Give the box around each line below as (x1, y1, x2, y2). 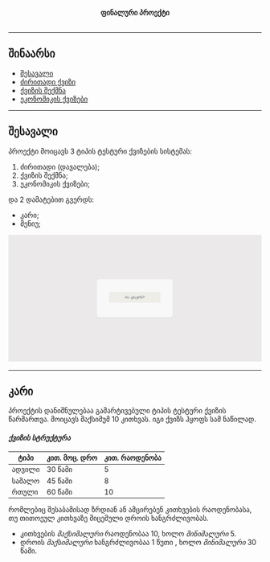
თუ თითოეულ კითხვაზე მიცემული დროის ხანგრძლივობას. (8, 514, 209, 523)
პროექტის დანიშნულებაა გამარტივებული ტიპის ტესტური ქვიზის (8, 406, 227, 416)
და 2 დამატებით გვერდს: (8, 195, 95, 204)
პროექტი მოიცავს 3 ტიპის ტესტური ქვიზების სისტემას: (8, 146, 193, 156)
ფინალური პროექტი (100, 8, 170, 17)
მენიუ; (19, 219, 42, 228)
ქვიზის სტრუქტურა (8, 433, 71, 443)
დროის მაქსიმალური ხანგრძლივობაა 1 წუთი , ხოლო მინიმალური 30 (19, 538, 257, 548)
